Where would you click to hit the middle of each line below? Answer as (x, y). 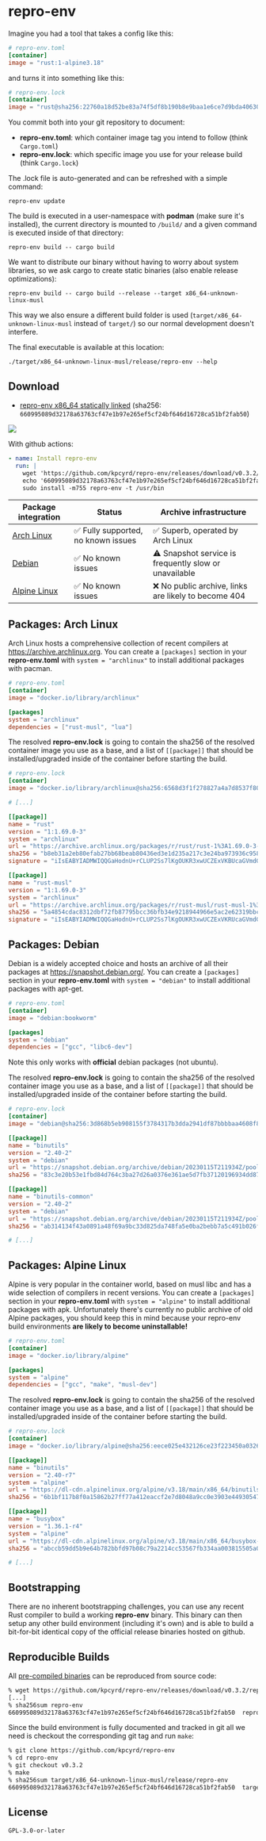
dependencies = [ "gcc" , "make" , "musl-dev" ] (83, 1385)
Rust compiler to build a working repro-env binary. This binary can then (125, 1615)
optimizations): (32, 279)
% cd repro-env (33, 1758)
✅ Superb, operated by (196, 531)
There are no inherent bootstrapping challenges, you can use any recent (126, 1607)
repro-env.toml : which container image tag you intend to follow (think (133, 138)
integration (39, 517)
